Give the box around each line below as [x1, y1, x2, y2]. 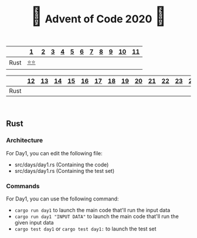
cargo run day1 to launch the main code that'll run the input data [14, 206, 171, 213]
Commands [6, 182, 40, 190]
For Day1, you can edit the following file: [6, 149, 103, 157]
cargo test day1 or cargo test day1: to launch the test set [14, 225, 157, 232]
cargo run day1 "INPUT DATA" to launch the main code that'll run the [14, 213, 179, 220]
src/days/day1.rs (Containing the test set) [14, 167, 115, 174]
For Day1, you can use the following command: [6, 195, 119, 202]
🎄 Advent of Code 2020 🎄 [30, 5, 167, 28]
